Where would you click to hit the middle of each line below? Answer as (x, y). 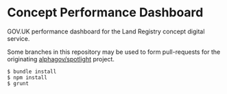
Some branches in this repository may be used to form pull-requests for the (114, 52)
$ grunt (18, 83)
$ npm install (27, 77)
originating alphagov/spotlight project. (61, 59)
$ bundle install (32, 72)
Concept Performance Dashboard (105, 13)
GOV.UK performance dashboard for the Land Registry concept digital (106, 31)
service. (19, 38)
